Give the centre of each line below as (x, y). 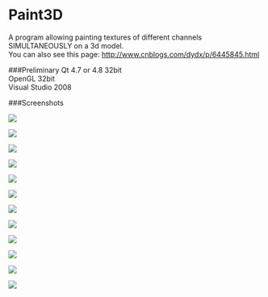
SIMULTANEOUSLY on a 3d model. (66, 45)
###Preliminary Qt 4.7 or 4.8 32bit (65, 69)
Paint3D (36, 15)
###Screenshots (36, 102)
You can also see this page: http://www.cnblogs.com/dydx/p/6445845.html (134, 54)
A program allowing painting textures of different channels (105, 37)
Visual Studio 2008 (40, 87)
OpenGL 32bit (31, 78)
